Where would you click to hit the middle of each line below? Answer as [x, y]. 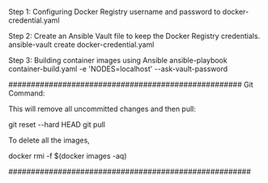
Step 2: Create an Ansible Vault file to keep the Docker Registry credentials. [134, 36]
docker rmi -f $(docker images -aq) [68, 156]
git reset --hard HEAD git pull [57, 124]
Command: [27, 93]
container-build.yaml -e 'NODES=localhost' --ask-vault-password [118, 69]
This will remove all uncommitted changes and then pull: [102, 109]
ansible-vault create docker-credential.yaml [81, 45]
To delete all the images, [49, 140]
